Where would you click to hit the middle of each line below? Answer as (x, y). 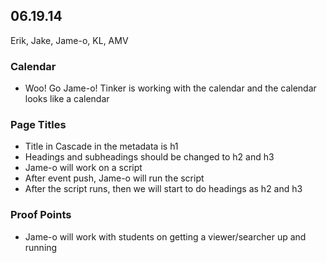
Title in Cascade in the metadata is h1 (101, 146)
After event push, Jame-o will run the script (114, 178)
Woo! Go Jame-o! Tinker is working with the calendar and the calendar (170, 88)
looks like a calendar (67, 99)
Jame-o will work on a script (83, 168)
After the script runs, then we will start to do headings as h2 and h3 (163, 189)
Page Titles (38, 125)
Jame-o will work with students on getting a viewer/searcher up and (165, 236)
